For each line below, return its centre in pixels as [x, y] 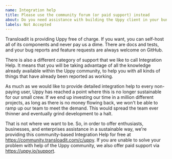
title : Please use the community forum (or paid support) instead [78, 15]
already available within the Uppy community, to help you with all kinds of [83, 71]
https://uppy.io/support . [30, 151]
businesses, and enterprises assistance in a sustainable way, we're [76, 129]
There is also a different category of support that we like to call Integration [84, 60]
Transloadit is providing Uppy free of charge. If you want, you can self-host [85, 39]
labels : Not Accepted [28, 24]
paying [13, 92]
